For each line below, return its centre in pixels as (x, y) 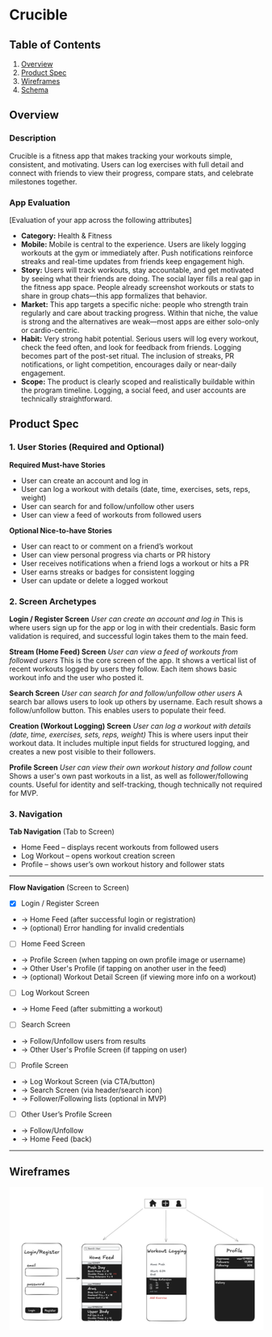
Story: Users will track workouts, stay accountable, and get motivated (137, 270)
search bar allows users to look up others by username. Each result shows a (136, 701)
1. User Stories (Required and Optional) (87, 448)
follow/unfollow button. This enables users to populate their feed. (118, 710)
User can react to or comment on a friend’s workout (107, 546)
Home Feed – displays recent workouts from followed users (119, 847)
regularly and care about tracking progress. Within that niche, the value (139, 313)
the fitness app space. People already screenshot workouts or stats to (138, 287)
